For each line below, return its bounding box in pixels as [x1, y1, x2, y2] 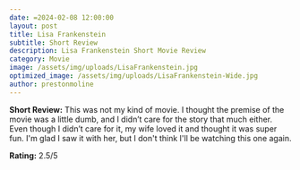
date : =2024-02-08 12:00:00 [9, 13, 115, 22]
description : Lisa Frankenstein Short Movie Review [9, 47, 206, 55]
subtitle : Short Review [9, 38, 99, 47]
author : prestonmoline [9, 80, 94, 89]
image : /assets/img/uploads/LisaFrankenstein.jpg [9, 64, 199, 72]
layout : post [9, 21, 58, 30]
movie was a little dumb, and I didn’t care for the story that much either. [9, 114, 273, 124]
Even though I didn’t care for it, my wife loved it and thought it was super [9, 123, 278, 134]
